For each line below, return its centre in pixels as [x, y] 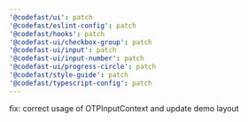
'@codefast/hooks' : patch [57, 34]
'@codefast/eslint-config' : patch [73, 26]
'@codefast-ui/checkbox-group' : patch [81, 42]
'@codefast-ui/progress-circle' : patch [83, 67]
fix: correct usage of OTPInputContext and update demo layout [124, 108]
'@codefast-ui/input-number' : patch [77, 58]
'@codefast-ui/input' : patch [63, 50]
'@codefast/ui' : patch [51, 17]
